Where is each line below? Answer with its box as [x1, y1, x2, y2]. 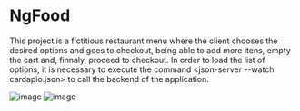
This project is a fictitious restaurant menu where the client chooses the [9, 35, 279, 46]
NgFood [9, 5, 71, 26]
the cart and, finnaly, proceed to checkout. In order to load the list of [9, 54, 265, 65]
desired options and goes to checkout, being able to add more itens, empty [9, 44, 291, 55]
